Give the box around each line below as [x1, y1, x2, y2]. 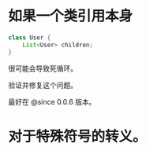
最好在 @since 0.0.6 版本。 [8, 97, 96, 106]
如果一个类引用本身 [8, 7, 133, 25]
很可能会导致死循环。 [8, 64, 77, 73]
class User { [8, 33, 51, 42]
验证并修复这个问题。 [8, 80, 77, 90]
